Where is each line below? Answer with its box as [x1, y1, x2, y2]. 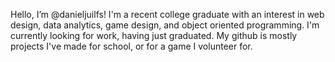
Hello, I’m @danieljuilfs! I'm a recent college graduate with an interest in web [10, 9, 325, 20]
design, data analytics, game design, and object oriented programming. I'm [10, 19, 320, 31]
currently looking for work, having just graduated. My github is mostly [10, 30, 298, 41]
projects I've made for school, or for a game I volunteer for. [10, 40, 253, 52]
